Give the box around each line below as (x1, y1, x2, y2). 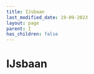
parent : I (6, 25, 32, 32)
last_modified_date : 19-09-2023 (6, 14, 88, 20)
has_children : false (6, 31, 59, 37)
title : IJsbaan (6, 8, 45, 15)
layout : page (6, 20, 39, 26)
